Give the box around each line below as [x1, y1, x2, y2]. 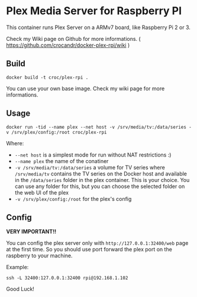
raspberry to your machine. [6, 252, 73, 259]
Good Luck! [6, 286, 34, 293]
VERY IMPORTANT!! [6, 228, 57, 235]
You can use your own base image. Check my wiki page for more [6, 85, 165, 92]
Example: [6, 264, 29, 271]
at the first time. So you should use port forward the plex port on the [6, 246, 173, 253]
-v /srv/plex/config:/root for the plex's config [14, 195, 132, 202]
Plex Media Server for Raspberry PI [6, 4, 182, 18]
